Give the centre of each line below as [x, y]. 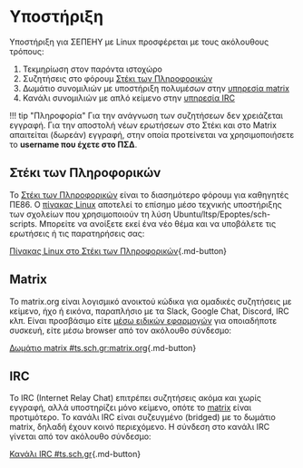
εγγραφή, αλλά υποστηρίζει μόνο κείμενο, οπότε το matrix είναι [131, 408]
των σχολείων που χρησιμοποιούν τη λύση [90, 214]
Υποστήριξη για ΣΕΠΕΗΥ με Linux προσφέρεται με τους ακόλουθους [139, 42]
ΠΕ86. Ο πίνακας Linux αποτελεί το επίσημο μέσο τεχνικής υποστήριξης [146, 204]
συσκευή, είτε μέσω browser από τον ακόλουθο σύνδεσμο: [121, 330]
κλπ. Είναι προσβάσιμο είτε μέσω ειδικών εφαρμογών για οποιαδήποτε [143, 320]
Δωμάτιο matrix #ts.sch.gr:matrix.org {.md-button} [103, 347]
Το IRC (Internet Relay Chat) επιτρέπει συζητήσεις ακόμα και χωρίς [135, 398]
